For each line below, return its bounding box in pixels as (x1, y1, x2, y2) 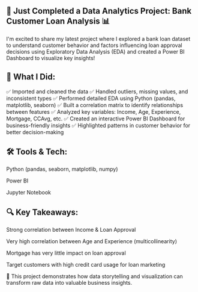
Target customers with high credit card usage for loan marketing (6, 261, 166, 269)
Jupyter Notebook (6, 189, 52, 196)
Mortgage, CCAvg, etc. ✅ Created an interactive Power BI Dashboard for (6, 115, 185, 122)
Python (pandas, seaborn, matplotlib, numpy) (6, 166, 118, 173)
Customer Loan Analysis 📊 (6, 16, 110, 26)
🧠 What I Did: (6, 72, 56, 82)
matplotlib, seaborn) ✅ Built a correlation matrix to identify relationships (6, 101, 184, 108)
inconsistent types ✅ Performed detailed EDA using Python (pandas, (6, 95, 176, 102)
